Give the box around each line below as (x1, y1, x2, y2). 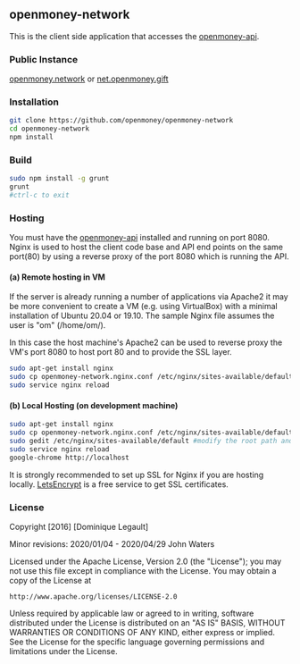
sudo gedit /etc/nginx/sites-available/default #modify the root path (9, 437, 278, 446)
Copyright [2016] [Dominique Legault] (9, 521, 149, 532)
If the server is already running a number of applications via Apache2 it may (9, 291, 288, 302)
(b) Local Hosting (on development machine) (9, 399, 179, 410)
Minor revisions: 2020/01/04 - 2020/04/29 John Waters (9, 538, 215, 549)
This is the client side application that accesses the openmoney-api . (9, 30, 260, 41)
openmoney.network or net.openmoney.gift (9, 73, 169, 84)
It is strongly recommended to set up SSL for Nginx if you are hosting (9, 469, 264, 480)
